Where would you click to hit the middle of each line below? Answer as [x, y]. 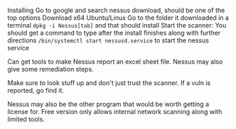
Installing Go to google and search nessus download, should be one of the [116, 10]
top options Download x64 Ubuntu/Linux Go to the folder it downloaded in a [118, 18]
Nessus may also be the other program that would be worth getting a [108, 104]
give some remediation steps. [50, 69]
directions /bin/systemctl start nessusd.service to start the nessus [108, 40]
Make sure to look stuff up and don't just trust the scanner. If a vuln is [109, 83]
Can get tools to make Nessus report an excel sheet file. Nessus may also [115, 62]
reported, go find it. [36, 90]
